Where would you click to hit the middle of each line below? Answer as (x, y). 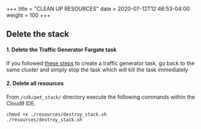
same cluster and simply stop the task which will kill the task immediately (97, 70)
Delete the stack (38, 34)
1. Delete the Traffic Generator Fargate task (61, 49)
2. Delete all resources (35, 84)
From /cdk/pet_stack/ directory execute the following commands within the (101, 97)
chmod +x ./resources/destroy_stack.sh (57, 114)
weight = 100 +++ (28, 15)
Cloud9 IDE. (21, 103)
